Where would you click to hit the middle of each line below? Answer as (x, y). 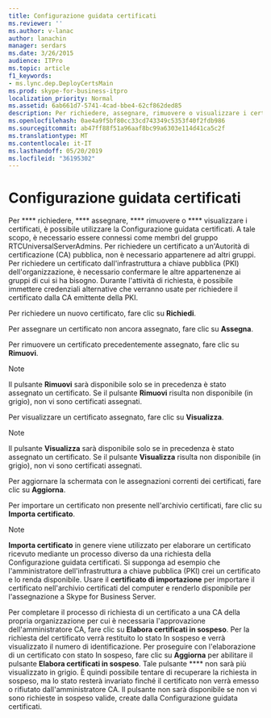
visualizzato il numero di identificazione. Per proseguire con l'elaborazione (132, 647)
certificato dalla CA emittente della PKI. (73, 298)
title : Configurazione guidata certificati (83, 16)
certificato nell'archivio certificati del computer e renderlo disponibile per (130, 588)
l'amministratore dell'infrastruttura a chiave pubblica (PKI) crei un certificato (134, 571)
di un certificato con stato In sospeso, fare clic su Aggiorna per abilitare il (131, 655)
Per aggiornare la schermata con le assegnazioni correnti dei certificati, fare (135, 482)
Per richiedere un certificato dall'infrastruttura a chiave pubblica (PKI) (124, 264)
